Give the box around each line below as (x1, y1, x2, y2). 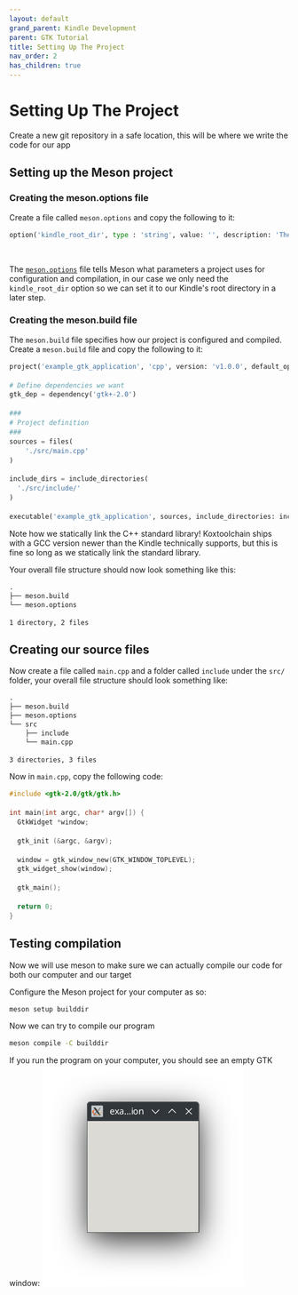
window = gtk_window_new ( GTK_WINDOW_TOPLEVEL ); (17, 855, 197, 864)
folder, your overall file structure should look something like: (9, 675, 229, 686)
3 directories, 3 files (9, 755, 98, 764)
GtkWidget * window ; (17, 818, 90, 827)
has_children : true (9, 61, 82, 70)
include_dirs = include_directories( (9, 475, 149, 484)
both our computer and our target (9, 969, 132, 979)
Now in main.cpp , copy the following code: (9, 771, 164, 782)
